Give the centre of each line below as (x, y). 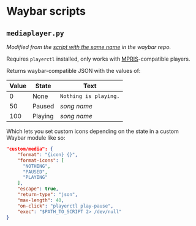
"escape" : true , (38, 189)
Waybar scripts (46, 11)
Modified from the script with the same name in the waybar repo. (89, 47)
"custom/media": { (30, 149)
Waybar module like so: (36, 138)
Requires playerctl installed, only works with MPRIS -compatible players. (98, 59)
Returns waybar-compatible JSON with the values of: (73, 71)
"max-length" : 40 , (41, 200)
